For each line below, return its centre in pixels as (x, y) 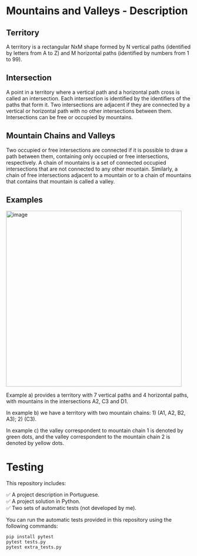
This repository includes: (36, 483)
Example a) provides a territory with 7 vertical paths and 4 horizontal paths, (97, 395)
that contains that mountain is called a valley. (61, 181)
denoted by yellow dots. (35, 443)
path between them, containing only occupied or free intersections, (88, 156)
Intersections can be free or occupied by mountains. (70, 117)
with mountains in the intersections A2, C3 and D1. (67, 401)
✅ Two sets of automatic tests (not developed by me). (71, 508)
